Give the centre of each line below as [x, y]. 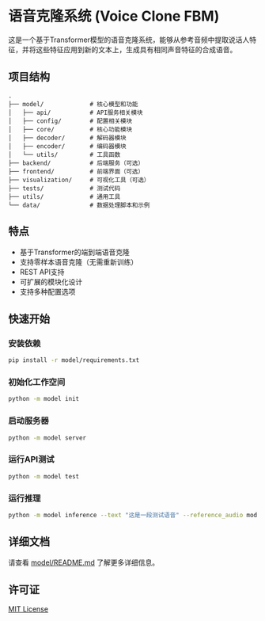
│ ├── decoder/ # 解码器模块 [67, 138]
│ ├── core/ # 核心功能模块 [70, 129]
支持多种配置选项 [47, 291]
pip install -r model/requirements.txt [74, 360]
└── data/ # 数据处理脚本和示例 [79, 205]
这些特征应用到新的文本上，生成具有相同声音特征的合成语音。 [136, 49]
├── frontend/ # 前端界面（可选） [76, 171]
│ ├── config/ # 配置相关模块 [70, 121]
